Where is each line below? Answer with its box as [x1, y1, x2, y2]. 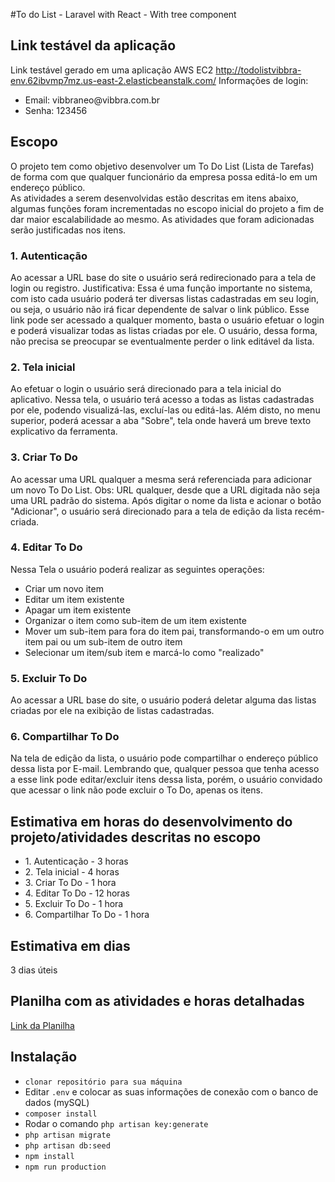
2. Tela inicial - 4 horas [24, 866, 120, 878]
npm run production [24, 1162, 107, 1172]
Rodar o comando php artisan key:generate [24, 1117, 209, 1129]
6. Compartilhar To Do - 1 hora [24, 909, 150, 921]
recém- [294, 505, 325, 517]
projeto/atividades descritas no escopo [10, 829, 262, 846]
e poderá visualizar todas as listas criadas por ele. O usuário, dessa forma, [10, 324, 318, 336]
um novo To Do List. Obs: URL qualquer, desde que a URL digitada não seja [10, 484, 321, 496]
